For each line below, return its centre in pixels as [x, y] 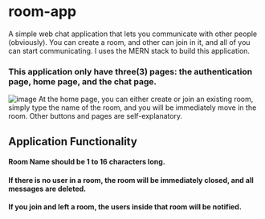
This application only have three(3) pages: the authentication [130, 71]
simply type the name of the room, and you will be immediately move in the [132, 107]
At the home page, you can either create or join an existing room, [146, 99]
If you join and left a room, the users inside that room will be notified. [125, 207]
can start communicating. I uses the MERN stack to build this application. [129, 51]
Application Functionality [73, 142]
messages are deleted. [47, 189]
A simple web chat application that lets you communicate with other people [133, 34]
